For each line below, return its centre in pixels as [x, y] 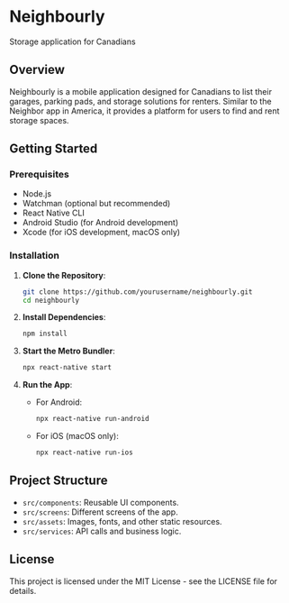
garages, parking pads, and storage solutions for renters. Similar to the [140, 101]
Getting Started [54, 149]
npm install [45, 334]
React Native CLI [54, 213]
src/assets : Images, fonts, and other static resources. [122, 521]
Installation [35, 256]
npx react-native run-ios [84, 452]
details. [23, 590]
